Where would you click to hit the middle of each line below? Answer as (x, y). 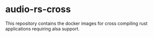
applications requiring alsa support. (43, 28)
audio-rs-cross (38, 9)
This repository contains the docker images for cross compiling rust (76, 23)
